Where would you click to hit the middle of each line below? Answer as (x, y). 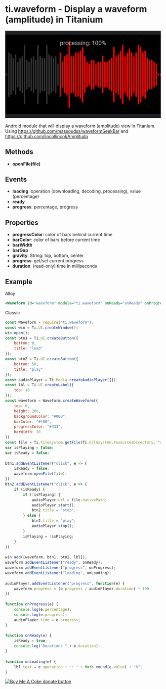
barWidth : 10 (27, 432)
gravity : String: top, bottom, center (48, 255)
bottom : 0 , (25, 343)
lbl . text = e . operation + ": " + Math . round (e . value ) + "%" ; (78, 667)
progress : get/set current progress (48, 261)
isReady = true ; (31, 641)
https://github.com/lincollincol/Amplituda (46, 136)
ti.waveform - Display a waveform (76, 9)
